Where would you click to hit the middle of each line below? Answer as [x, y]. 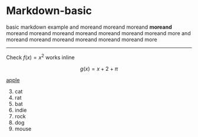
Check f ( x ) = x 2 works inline [40, 57]
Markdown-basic [49, 11]
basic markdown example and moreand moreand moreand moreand [89, 27]
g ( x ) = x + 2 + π [99, 68]
